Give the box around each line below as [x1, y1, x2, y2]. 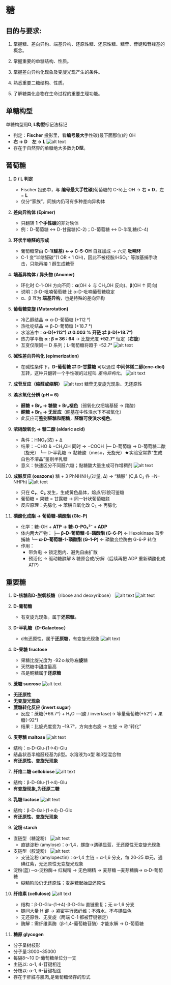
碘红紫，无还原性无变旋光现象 [20, 861, 83, 867]
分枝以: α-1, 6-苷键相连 [13, 968, 62, 974]
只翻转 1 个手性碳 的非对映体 [20, 220, 79, 226]
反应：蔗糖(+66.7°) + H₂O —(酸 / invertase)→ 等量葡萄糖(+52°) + [20, 711, 157, 717]
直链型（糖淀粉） [13, 835, 49, 842]
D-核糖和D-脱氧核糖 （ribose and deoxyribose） [13, 592, 114, 598]
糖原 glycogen [13, 932, 44, 938]
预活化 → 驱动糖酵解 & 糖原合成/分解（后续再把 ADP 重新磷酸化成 [28, 555, 166, 561]
